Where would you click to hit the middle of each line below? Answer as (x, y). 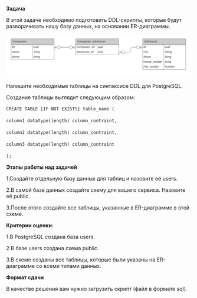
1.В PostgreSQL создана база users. (51, 237)
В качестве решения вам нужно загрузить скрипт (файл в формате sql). (97, 289)
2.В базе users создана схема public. (52, 248)
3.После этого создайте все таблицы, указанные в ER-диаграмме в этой (98, 207)
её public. (18, 196)
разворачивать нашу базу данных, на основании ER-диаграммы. (88, 26)
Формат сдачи (25, 277)
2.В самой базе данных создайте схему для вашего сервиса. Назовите (96, 190)
